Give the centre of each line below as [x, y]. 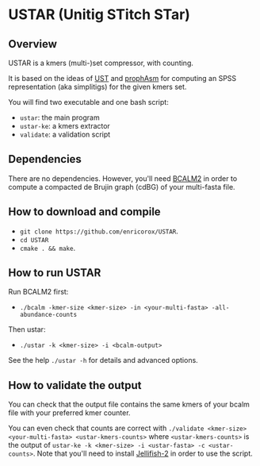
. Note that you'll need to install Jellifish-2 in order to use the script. [143, 453]
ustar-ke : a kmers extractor [65, 126]
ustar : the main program [60, 117]
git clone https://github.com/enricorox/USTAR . [99, 231]
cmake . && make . [48, 248]
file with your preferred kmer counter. [69, 413]
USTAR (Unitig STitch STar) [99, 15]
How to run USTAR [55, 273]
